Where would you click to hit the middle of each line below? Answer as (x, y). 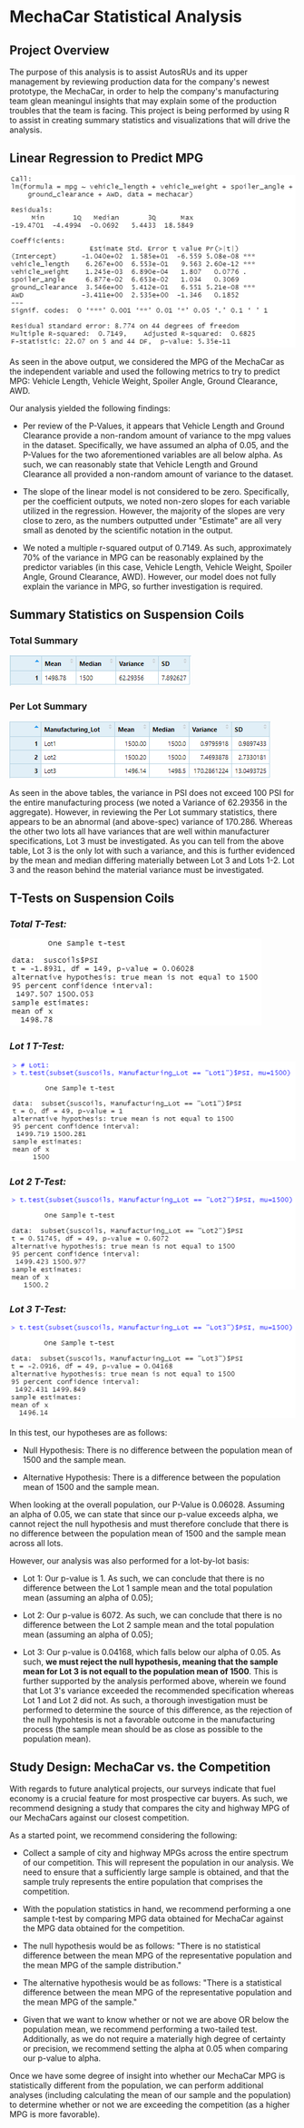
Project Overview (59, 50)
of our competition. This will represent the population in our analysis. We (158, 1863)
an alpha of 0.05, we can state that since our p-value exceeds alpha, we (144, 1514)
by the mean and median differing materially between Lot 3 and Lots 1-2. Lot (152, 860)
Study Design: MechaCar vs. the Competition (140, 1767)
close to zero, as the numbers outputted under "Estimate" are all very (152, 520)
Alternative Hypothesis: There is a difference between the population (152, 1477)
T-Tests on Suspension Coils (92, 899)
